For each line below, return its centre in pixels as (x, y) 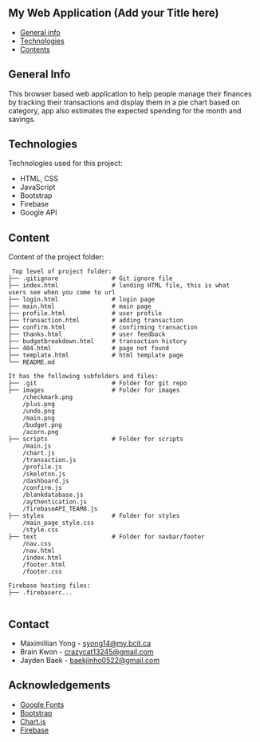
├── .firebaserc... (41, 593)
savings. (22, 119)
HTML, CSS (39, 179)
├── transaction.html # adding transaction (96, 321)
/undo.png (39, 411)
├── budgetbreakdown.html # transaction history (98, 341)
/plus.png (39, 405)
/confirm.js (42, 488)
